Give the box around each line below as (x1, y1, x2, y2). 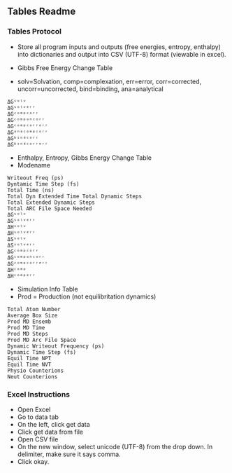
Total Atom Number (7, 306, 61, 313)
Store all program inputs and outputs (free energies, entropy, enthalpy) (17, 42, 222, 51)
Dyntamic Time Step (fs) (7, 180, 80, 188)
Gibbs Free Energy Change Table (17, 63, 113, 72)
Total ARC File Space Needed (7, 205, 92, 212)
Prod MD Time (7, 324, 45, 331)
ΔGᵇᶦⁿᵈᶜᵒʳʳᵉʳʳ (7, 141, 49, 148)
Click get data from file (17, 427, 84, 436)
